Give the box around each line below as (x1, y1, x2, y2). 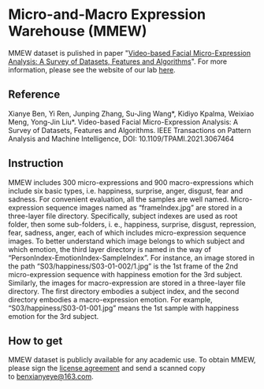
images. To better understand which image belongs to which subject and (8, 236, 245, 246)
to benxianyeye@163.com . (8, 372, 94, 381)
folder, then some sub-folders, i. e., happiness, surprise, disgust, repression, (8, 219, 257, 229)
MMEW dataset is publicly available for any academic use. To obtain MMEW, (8, 355, 256, 365)
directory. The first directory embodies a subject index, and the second (8, 286, 240, 296)
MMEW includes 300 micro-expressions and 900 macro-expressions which (8, 177, 254, 187)
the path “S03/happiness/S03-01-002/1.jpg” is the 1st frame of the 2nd (8, 261, 239, 271)
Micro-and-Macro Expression (8, 6, 206, 24)
